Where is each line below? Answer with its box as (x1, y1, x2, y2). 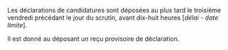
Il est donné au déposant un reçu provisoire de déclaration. (7, 35, 180, 43)
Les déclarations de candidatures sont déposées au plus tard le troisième (7, 6, 222, 14)
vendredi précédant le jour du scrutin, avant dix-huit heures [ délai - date (7, 13, 219, 22)
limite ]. (7, 21, 28, 29)
